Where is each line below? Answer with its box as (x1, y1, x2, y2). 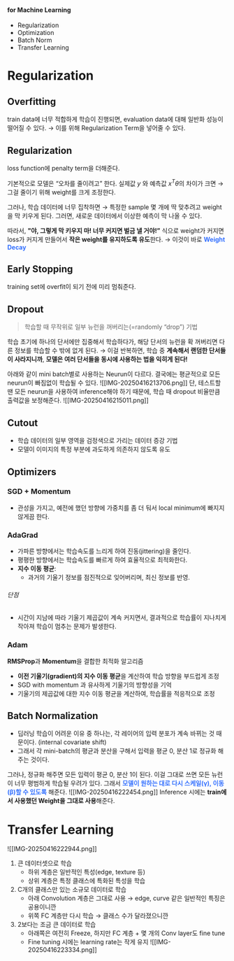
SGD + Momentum (7, 487, 71, 497)
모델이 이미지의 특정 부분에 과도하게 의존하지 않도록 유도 (17, 445, 171, 454)
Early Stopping (7, 263, 73, 276)
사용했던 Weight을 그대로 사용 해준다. (14, 797, 115, 805)
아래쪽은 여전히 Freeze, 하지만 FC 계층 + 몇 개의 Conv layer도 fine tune (27, 929, 226, 937)
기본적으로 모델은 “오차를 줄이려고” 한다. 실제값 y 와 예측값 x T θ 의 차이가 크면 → (7, 178, 224, 187)
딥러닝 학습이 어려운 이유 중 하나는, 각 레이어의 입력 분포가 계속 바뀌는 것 (17, 729, 215, 738)
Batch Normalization (7, 710, 98, 722)
